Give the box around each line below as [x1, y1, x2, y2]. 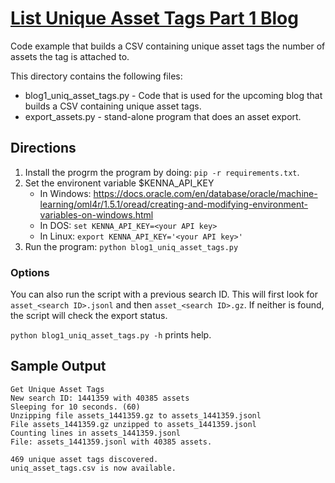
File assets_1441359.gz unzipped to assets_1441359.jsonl [10, 419, 257, 429]
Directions [10, 140, 77, 157]
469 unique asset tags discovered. [10, 454, 159, 464]
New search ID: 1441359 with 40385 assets [10, 393, 190, 403]
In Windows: [39, 187, 92, 199]
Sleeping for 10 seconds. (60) [10, 402, 141, 412]
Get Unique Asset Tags [10, 384, 105, 394]
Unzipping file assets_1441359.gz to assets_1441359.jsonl [10, 410, 262, 421]
